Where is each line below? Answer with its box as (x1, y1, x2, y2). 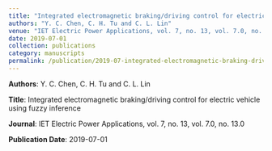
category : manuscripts (8, 49, 85, 57)
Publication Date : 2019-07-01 (8, 134, 108, 144)
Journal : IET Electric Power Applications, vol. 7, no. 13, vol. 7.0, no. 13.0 (8, 119, 245, 128)
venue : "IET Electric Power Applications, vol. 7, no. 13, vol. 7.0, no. (8, 27, 263, 35)
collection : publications (8, 42, 96, 50)
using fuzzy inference (8, 103, 81, 113)
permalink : (8, 57, 45, 65)
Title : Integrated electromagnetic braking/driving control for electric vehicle (8, 94, 261, 104)
